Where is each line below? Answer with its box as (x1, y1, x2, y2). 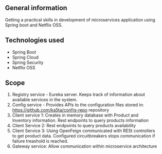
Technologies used (5, 36, 64, 44)
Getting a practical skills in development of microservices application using (5, 17, 156, 22)
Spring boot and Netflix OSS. (5, 22, 63, 28)
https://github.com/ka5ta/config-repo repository (12, 107, 109, 113)
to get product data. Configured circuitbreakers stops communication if (12, 133, 155, 139)
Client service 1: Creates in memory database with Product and (12, 112, 139, 118)
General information (5, 4, 67, 12)
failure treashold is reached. (12, 138, 69, 144)
